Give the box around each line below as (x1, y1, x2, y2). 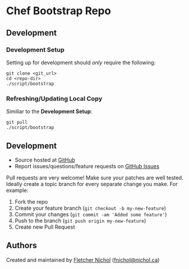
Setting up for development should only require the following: (6, 59, 156, 66)
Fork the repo (14, 198, 49, 205)
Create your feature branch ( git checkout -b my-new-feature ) (14, 204, 166, 212)
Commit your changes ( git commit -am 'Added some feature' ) (14, 210, 167, 217)
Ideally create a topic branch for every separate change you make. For (6, 180, 178, 187)
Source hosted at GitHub (14, 156, 75, 164)
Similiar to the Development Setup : (6, 108, 93, 115)
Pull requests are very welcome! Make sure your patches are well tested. (6, 174, 184, 181)
